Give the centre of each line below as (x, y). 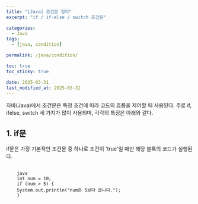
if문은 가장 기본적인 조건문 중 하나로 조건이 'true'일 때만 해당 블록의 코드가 (91, 149)
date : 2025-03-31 (28, 82)
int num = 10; (34, 179)
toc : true (18, 66)
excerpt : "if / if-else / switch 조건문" (56, 17)
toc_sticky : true (28, 71)
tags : (13, 39)
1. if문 (16, 134)
